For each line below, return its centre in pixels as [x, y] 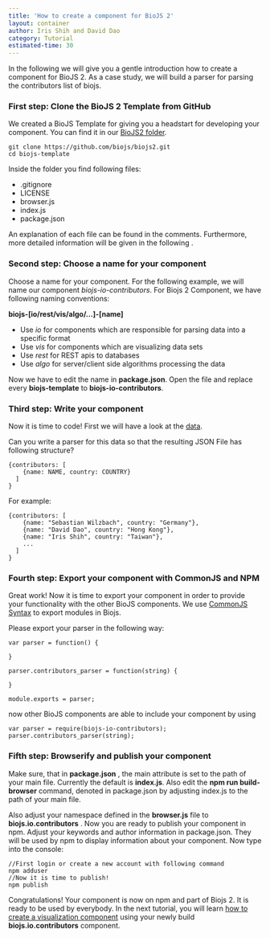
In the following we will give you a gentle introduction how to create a [123, 68]
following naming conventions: [59, 298]
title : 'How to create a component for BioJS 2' [91, 16]
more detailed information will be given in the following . [101, 243]
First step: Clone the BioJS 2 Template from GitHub [110, 107]
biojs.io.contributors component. [64, 925]
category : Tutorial [41, 38]
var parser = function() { [53, 643]
